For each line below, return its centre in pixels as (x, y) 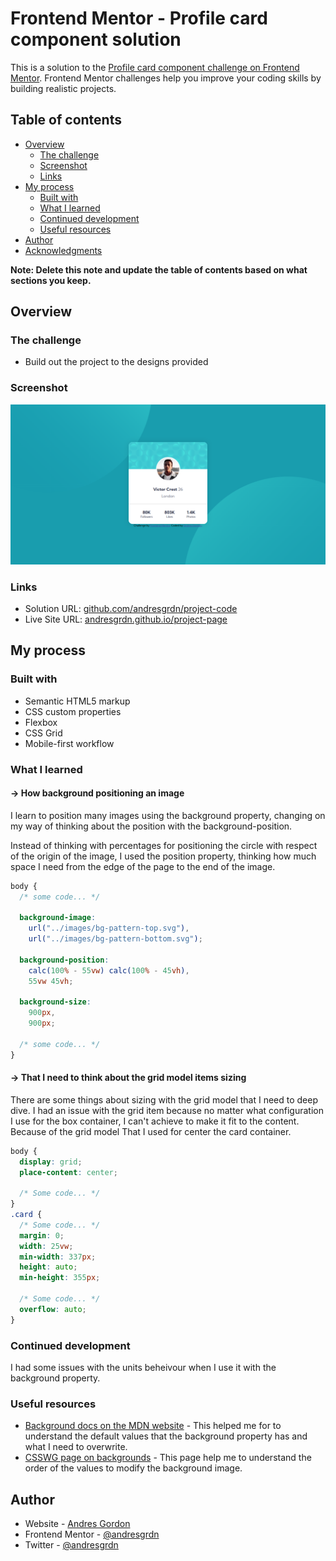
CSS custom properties (73, 711)
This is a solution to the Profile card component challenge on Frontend (155, 67)
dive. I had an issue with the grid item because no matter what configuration (167, 1110)
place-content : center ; (68, 1172)
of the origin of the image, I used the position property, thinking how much (163, 856)
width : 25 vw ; (46, 1246)
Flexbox (41, 722)
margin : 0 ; (42, 1235)
